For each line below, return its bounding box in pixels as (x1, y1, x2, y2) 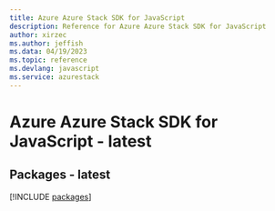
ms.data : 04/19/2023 (9, 47, 88, 56)
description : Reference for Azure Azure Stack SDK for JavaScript (9, 22, 267, 31)
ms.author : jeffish (9, 38, 84, 48)
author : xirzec (9, 30, 67, 39)
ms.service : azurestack (9, 73, 100, 82)
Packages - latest (9, 167, 111, 183)
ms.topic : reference (9, 55, 88, 65)
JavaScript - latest (9, 131, 152, 151)
